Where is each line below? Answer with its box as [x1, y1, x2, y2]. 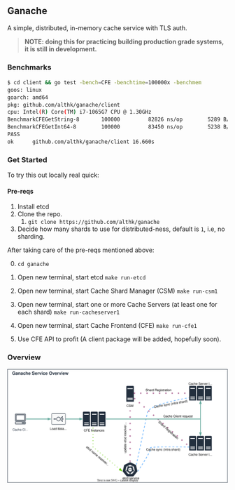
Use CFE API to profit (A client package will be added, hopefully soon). [17, 335, 222, 343]
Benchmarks [7, 62, 52, 72]
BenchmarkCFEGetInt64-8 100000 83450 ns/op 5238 [7, 124, 220, 131]
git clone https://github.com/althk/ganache [27, 219, 160, 226]
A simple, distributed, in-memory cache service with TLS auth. [7, 23, 187, 32]
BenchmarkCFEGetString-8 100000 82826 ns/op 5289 [7, 116, 220, 124]
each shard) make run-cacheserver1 [17, 307, 120, 317]
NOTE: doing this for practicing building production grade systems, [24, 37, 224, 46]
